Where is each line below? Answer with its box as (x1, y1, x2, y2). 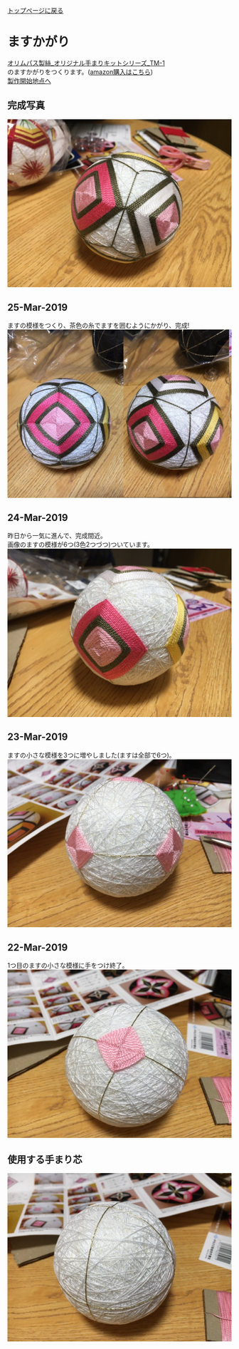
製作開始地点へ (7, 76, 51, 85)
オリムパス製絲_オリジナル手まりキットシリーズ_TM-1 (7, 58, 165, 67)
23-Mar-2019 (7, 731, 68, 743)
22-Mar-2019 (7, 941, 68, 953)
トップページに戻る (7, 6, 64, 14)
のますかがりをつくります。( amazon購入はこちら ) (7, 67, 154, 76)
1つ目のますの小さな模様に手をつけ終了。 (7, 961, 129, 969)
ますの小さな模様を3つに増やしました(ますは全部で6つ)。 (7, 750, 176, 759)
